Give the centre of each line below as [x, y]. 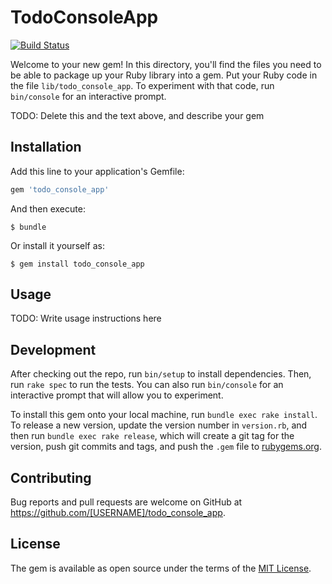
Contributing [51, 477]
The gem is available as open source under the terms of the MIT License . [161, 568]
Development [53, 349]
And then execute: [48, 208]
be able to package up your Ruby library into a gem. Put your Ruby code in [164, 75]
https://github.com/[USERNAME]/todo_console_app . [118, 513]
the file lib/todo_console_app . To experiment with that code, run [142, 85]
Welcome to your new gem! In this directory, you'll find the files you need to [166, 64]
